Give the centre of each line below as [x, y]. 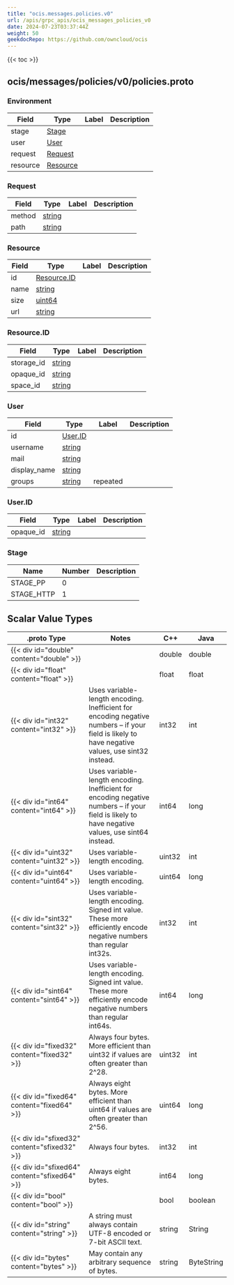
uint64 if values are [120, 1110]
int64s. [100, 1026]
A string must [110, 1216]
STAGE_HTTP [33, 594]
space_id [25, 385]
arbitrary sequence [119, 1262]
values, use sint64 [118, 832]
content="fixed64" [41, 1105]
